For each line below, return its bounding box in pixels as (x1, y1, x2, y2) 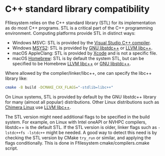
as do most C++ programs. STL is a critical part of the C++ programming (5, 25, 153, 31)
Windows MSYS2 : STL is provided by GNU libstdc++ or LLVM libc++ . (12, 45, 153, 51)
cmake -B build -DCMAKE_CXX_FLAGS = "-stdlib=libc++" (5, 85, 113, 90)
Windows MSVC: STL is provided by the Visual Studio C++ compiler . (12, 39, 151, 45)
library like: (5, 75, 28, 81)
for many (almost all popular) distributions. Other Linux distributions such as (5, 99, 159, 105)
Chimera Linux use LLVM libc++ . (5, 104, 71, 110)
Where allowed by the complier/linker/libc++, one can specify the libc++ (5, 70, 152, 76)
